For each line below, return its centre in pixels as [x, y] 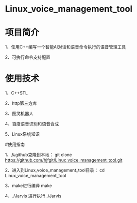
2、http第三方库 [21, 103]
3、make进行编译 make [28, 186]
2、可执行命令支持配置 [28, 57]
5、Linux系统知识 [22, 134]
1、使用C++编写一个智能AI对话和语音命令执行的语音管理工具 [66, 47]
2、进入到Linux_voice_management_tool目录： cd [55, 170]
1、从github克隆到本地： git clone [39, 155]
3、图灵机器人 [19, 114]
